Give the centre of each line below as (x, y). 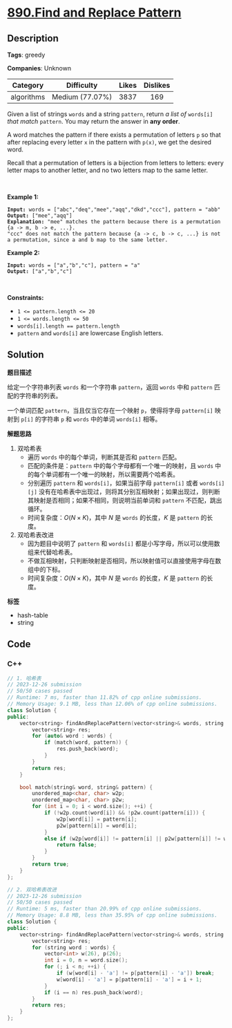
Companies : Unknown (39, 68)
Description (33, 38)
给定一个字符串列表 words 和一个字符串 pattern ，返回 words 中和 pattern (110, 387)
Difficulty (82, 85)
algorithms (28, 97)
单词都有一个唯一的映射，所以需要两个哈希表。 (113, 474)
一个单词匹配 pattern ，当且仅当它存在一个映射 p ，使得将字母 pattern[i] (110, 410)
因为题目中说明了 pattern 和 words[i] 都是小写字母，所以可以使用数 (124, 543)
